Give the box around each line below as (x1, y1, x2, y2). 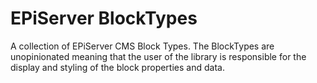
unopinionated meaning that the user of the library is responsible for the (10, 50, 307, 62)
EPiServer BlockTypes (10, 7, 198, 30)
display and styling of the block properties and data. (10, 61, 225, 73)
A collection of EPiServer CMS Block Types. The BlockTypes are (10, 40, 275, 52)
